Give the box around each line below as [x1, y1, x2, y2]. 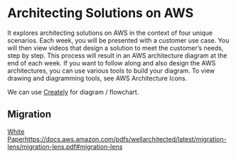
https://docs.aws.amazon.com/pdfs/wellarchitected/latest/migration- [24, 135, 227, 143]
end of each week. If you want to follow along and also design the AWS [7, 58, 216, 67]
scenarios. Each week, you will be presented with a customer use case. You [7, 36, 230, 44]
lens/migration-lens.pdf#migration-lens [7, 142, 123, 151]
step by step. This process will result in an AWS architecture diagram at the [7, 51, 227, 60]
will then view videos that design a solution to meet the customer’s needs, [7, 43, 224, 52]
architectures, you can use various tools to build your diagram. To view [7, 66, 215, 75]
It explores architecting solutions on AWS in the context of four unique [7, 28, 213, 37]
